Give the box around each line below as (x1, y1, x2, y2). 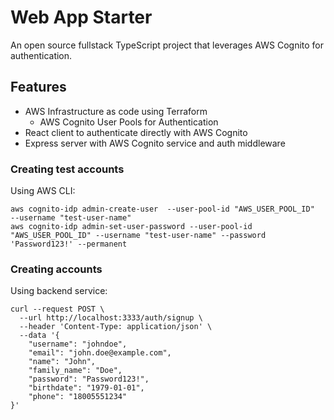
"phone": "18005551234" (28, 392, 128, 402)
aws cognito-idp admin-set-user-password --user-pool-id (10, 222, 253, 232)
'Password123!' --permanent (10, 239, 128, 250)
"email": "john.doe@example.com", (28, 348, 172, 358)
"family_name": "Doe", (28, 366, 123, 376)
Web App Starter (10, 6, 153, 29)
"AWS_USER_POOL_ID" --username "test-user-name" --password (10, 231, 267, 241)
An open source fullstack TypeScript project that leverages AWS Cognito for (10, 39, 325, 51)
